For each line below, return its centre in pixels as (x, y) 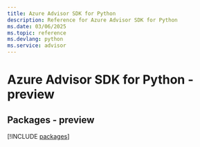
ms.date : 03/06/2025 (37, 26)
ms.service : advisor (37, 46)
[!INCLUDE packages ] (38, 136)
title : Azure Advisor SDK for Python (62, 13)
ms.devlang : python (35, 39)
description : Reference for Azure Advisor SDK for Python (92, 20)
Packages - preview (51, 120)
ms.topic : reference (37, 33)
